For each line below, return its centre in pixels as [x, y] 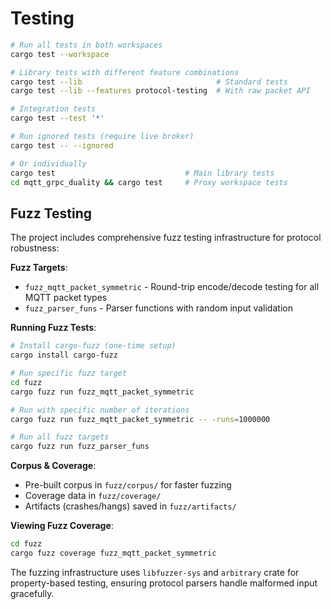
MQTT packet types [66, 298]
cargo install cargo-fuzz [64, 355]
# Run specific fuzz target [69, 373]
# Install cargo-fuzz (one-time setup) [93, 346]
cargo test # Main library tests [142, 173]
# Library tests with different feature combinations [125, 72]
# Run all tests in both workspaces [86, 45]
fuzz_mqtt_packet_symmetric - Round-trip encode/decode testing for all [172, 287]
